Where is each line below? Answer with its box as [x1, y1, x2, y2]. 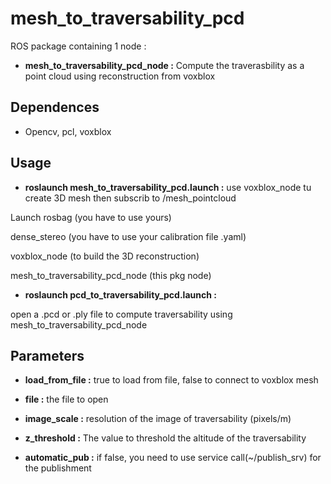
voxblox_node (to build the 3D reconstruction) [10, 250, 200, 262]
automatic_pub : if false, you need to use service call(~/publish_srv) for [24, 452, 322, 464]
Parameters [10, 347, 85, 364]
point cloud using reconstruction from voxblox [24, 70, 216, 82]
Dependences [10, 99, 100, 116]
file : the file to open [24, 393, 109, 406]
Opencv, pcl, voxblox [24, 125, 112, 137]
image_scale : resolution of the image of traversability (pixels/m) [24, 413, 292, 425]
